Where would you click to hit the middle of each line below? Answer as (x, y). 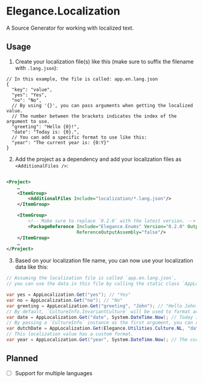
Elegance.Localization (63, 11)
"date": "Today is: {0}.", (46, 132)
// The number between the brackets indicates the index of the (94, 116)
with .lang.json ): (37, 68)
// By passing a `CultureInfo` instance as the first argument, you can (100, 323)
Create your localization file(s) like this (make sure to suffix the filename (104, 61)
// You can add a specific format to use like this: (79, 137)
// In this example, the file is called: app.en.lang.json (82, 79)
